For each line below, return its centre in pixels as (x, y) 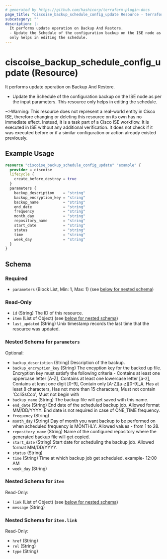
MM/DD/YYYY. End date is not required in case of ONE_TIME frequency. (86, 410)
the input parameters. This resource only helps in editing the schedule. (85, 102)
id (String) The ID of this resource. (48, 313)
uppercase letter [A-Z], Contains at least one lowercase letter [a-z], (81, 378)
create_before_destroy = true (45, 179)
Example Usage (30, 153)
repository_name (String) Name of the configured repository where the (84, 431)
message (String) (29, 507)
